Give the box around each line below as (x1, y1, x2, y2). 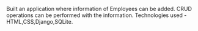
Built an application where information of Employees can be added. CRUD (6, 5, 193, 12)
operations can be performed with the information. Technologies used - (6, 12, 187, 19)
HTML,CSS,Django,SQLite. (6, 18, 73, 25)
